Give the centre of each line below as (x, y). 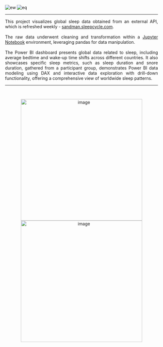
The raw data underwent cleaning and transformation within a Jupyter (81, 37)
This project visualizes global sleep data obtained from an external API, (81, 21)
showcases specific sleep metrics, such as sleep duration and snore (81, 63)
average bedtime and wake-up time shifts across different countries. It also (81, 58)
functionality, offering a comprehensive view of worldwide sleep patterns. (79, 78)
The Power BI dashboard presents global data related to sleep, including (81, 52)
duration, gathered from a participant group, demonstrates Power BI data (81, 68)
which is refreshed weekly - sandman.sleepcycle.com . (59, 26)
